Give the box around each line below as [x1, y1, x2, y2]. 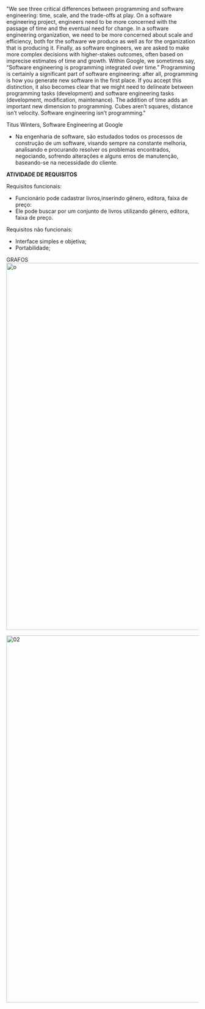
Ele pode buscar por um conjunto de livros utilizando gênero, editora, [15, 207, 190, 215]
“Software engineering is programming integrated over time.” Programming [6, 64, 195, 71]
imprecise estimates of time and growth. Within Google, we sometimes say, [6, 58, 195, 64]
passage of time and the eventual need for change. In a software [6, 24, 169, 32]
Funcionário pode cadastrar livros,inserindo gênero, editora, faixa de [15, 195, 188, 201]
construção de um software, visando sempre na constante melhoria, [15, 140, 187, 146]
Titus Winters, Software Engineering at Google [6, 121, 123, 128]
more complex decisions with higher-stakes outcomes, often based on [6, 51, 184, 58]
